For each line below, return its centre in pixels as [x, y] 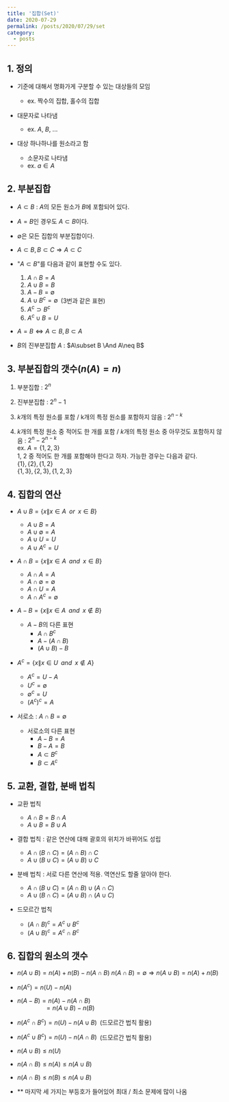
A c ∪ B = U [43, 317]
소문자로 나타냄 [48, 158]
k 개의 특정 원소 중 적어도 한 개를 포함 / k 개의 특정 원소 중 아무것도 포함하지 [116, 431]
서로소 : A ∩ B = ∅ [42, 716]
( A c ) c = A [41, 702]
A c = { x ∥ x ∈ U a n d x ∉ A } [55, 661]
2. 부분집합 [29, 189]
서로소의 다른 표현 [51, 731]
